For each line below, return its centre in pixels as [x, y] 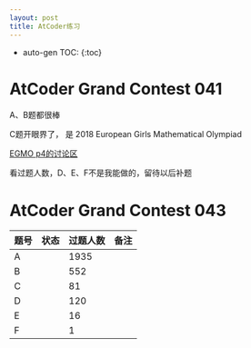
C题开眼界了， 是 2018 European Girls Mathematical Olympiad [126, 134]
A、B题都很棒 [35, 115]
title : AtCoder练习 [45, 26]
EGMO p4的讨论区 [44, 154]
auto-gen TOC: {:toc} [62, 52]
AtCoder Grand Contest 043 [118, 210]
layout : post [34, 18]
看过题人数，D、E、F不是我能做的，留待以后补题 [101, 173]
